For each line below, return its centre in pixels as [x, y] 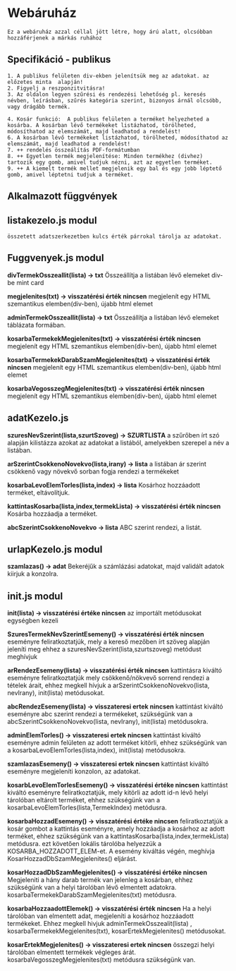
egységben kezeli [33, 621]
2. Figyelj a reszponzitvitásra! [56, 88]
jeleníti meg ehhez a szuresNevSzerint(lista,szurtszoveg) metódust [105, 649]
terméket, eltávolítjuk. [39, 493]
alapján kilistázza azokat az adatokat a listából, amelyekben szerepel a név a [118, 442]
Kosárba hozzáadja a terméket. [52, 514]
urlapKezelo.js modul [55, 549]
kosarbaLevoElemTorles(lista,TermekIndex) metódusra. [87, 808]
